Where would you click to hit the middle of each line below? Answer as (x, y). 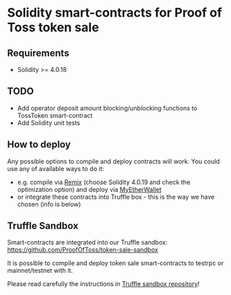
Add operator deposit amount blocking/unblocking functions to (107, 108)
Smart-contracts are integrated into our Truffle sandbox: (87, 242)
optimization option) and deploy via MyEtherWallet (89, 189)
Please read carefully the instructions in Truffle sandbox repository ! (103, 284)
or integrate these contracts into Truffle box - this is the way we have (116, 197)
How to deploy (39, 144)
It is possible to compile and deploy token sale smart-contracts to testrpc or (115, 263)
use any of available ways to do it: (56, 168)
